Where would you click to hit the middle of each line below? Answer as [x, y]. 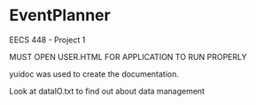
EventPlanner [60, 15]
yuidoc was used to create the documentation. [94, 74]
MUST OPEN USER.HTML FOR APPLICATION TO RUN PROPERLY [128, 56]
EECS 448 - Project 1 [47, 40]
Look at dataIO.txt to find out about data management [107, 91]
